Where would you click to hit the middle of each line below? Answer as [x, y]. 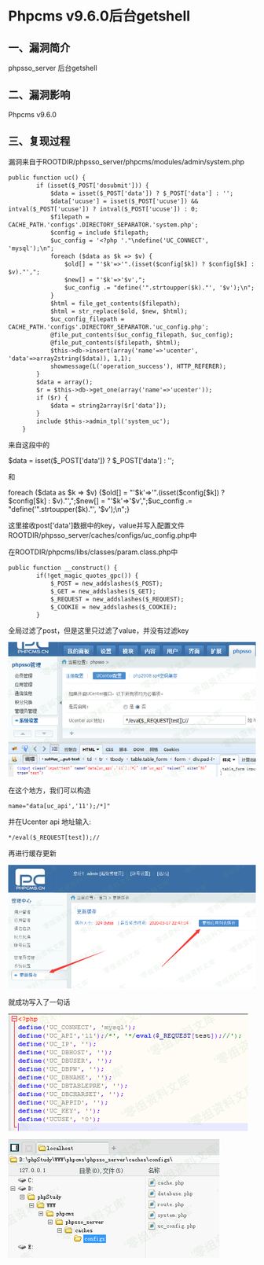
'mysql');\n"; [31, 248]
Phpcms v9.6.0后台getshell [99, 16]
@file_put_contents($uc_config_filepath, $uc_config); [142, 335]
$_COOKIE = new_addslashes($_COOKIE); [114, 607]
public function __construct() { [63, 568]
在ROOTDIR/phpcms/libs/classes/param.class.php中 [93, 552]
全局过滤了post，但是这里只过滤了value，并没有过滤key [99, 631]
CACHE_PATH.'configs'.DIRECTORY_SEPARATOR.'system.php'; [103, 225]
